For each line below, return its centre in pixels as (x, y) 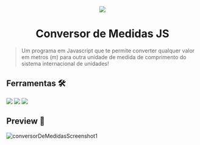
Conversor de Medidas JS (102, 34)
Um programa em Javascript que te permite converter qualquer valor (108, 51)
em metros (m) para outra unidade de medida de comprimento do (104, 57)
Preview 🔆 (26, 121)
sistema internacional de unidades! (65, 63)
